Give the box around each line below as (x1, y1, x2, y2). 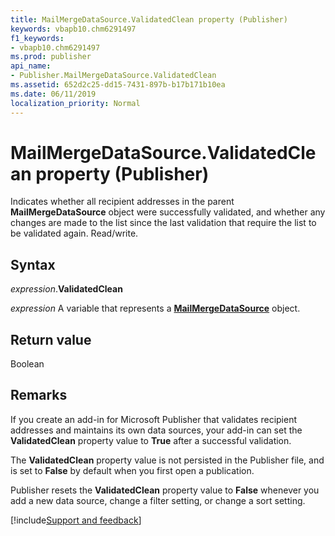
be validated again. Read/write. (10, 227, 139, 240)
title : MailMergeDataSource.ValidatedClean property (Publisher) (10, 14, 288, 25)
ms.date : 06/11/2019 (10, 89, 97, 99)
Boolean (10, 358, 45, 370)
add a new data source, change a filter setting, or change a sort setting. (10, 494, 306, 506)
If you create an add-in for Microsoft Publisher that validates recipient (10, 413, 298, 425)
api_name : (10, 61, 52, 71)
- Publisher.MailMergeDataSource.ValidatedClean (10, 71, 217, 81)
